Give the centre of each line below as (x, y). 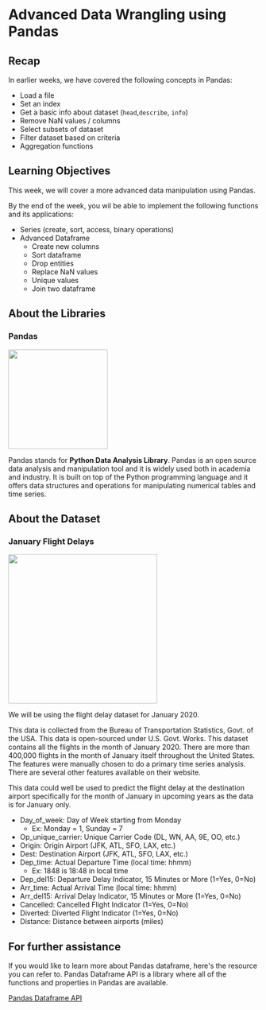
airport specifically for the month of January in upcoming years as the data (131, 796)
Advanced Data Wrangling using (117, 15)
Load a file (37, 95)
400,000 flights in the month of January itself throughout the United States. (132, 756)
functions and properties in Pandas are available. (88, 983)
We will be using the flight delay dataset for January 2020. (104, 715)
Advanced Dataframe (54, 238)
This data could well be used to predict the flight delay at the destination (126, 788)
